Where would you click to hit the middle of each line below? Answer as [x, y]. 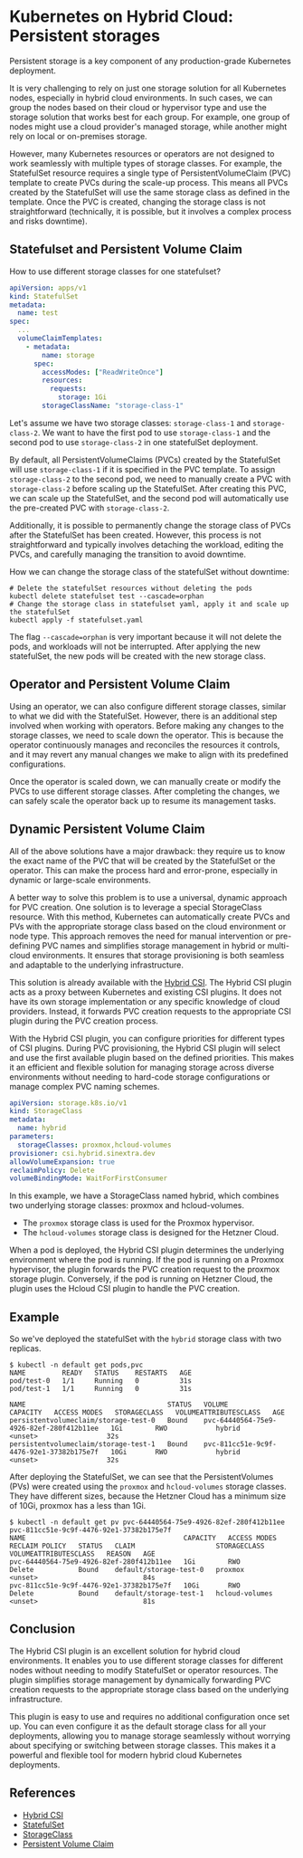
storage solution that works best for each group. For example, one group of [150, 117]
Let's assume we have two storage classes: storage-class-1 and [130, 423]
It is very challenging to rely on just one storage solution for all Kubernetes [148, 88]
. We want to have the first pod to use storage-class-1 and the [154, 433]
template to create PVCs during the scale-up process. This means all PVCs [149, 182]
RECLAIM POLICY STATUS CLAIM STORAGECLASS [137, 1546]
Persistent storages [85, 36]
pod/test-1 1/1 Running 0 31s [101, 1389]
